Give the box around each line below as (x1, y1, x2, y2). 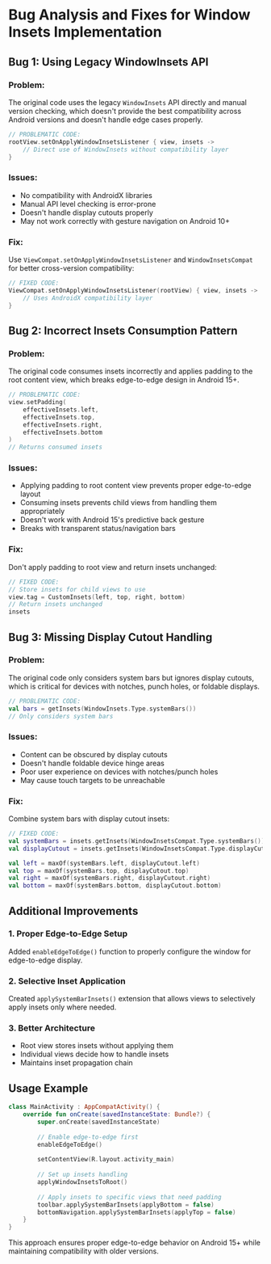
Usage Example (8, 1081, 89, 1095)
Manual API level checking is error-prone (19, 199, 156, 209)
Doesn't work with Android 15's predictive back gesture (19, 515, 205, 525)
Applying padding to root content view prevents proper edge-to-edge (19, 481, 252, 491)
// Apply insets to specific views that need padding (37, 1193, 222, 1201)
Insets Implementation (8, 23, 163, 41)
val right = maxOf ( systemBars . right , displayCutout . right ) (8, 874, 211, 883)
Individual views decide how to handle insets (19, 1049, 169, 1060)
